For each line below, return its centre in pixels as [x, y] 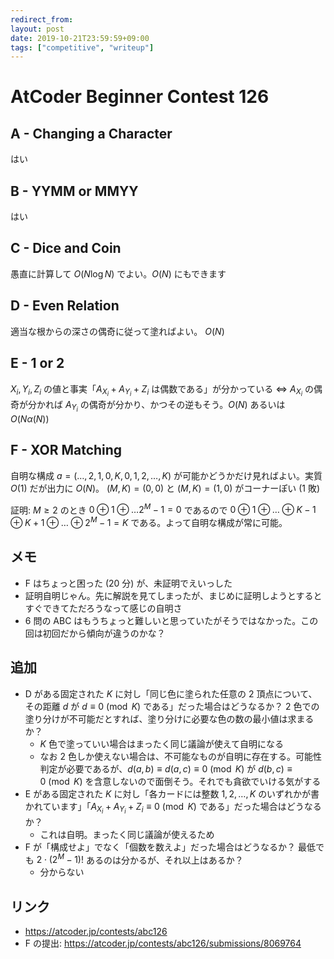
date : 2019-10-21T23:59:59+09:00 [80, 38]
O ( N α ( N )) [30, 418]
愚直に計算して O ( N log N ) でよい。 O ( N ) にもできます [118, 273]
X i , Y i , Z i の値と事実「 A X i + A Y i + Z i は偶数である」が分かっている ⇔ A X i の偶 [166, 390]
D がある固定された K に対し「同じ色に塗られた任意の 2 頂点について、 [171, 693]
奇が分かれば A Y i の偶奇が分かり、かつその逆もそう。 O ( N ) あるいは [148, 406]
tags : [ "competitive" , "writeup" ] [82, 47]
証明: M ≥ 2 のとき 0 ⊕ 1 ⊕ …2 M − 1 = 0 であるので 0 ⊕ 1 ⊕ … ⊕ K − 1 [163, 509]
